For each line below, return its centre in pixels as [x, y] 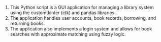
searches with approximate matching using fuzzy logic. [68, 34]
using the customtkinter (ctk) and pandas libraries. [63, 13]
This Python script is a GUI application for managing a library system [82, 7]
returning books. [27, 23]
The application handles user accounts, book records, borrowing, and [83, 18]
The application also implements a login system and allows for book [81, 29]
